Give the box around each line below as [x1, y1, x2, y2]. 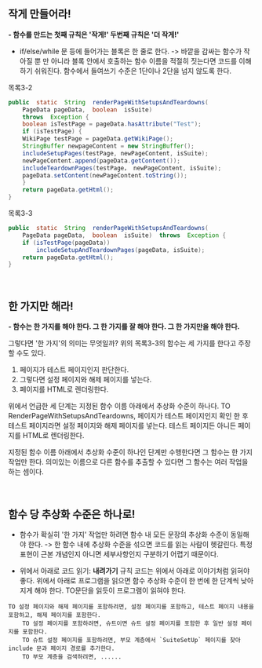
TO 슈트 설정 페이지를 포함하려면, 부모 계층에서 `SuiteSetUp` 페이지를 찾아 [22, 636, 241, 644]
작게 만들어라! [8, 7, 71, 21]
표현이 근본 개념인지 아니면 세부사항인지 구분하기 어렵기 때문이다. [19, 549, 219, 559]
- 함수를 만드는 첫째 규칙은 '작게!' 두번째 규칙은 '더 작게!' [8, 30, 180, 39]
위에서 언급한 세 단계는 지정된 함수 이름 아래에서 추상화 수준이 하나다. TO [8, 401, 231, 411]
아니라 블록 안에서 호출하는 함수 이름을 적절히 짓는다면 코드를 [50, 56, 238, 65]
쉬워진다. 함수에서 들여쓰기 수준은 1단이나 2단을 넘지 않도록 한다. [34, 66, 232, 75]
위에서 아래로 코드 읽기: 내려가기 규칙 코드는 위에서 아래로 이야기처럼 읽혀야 [19, 566, 250, 575]
